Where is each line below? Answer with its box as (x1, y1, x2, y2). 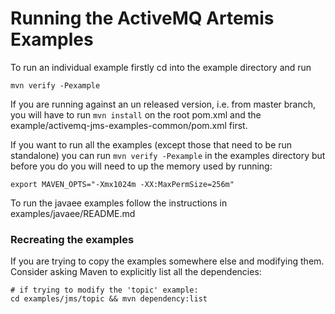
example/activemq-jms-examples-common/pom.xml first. (10, 119, 248, 131)
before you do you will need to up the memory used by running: (10, 160, 273, 172)
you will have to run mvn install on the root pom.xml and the (10, 108, 262, 121)
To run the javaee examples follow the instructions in (10, 197, 228, 209)
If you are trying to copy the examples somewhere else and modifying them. (10, 255, 325, 267)
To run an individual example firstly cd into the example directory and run (10, 61, 312, 73)
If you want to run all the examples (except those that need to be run (10, 138, 293, 151)
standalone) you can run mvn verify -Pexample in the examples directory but (10, 149, 326, 161)
